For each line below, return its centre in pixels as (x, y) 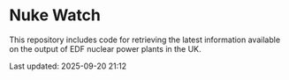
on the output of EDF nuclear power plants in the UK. (105, 48)
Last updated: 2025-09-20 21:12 (68, 66)
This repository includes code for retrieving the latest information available (145, 40)
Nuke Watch (55, 15)
